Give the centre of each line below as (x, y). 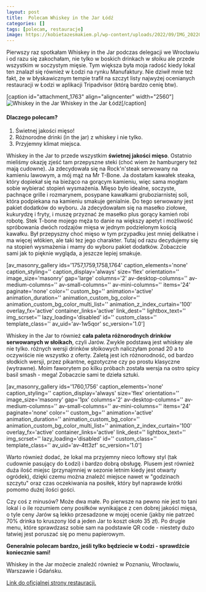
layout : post (23, 12)
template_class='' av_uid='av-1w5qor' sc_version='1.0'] (76, 324)
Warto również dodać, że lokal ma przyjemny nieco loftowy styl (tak (92, 457)
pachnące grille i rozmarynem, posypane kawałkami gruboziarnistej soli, (97, 195)
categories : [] (26, 23)
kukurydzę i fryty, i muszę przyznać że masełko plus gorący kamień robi (98, 214)
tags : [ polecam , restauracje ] (45, 29)
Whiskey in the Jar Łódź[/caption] (103, 103)
